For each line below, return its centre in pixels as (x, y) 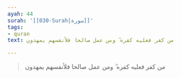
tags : (15, 27)
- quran (19, 34)
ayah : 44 (20, 14)
